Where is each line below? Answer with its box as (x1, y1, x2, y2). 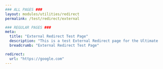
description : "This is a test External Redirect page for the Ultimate (9, 38, 159, 44)
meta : (5, 30, 16, 34)
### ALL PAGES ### (5, 7, 42, 12)
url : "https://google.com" (9, 56, 64, 61)
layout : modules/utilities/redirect (5, 12, 80, 17)
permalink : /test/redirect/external (5, 16, 80, 21)
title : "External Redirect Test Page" (9, 34, 89, 39)
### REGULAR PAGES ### (5, 25, 51, 30)
